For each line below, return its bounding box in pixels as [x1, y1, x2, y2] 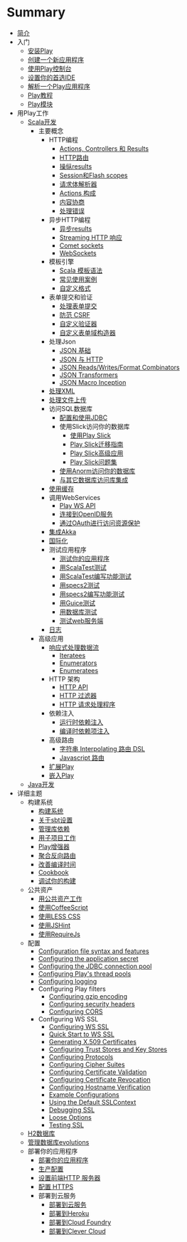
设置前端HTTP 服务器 [38, 1173, 101, 1182]
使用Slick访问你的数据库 [59, 422, 130, 430]
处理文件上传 [48, 396, 87, 404]
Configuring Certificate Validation [48, 1068, 147, 1076]
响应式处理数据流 [48, 643, 100, 652]
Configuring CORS [48, 1007, 104, 1016]
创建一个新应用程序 [27, 55, 85, 64]
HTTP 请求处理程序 [59, 700, 116, 708]
